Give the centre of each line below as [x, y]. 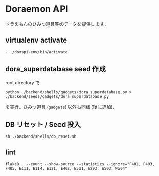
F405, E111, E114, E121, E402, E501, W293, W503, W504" [66, 169]
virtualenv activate [36, 40]
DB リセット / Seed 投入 [43, 124]
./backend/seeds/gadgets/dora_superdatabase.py [57, 96]
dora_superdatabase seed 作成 [56, 69]
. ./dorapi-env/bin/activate [36, 52]
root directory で [23, 82]
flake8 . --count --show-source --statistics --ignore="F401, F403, [80, 164]
